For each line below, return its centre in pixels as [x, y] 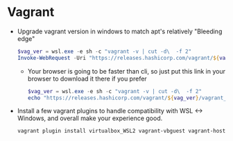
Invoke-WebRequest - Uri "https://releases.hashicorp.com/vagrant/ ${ [118, 58]
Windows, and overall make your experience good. [90, 118]
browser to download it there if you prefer [87, 78]
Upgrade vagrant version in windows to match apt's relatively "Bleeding [120, 31]
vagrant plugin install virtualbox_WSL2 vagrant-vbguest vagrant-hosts [123, 131]
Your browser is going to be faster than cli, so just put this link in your [126, 71]
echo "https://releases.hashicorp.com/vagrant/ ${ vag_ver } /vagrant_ [127, 98]
